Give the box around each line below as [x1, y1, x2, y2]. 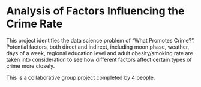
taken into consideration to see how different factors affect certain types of [6, 56, 192, 63]
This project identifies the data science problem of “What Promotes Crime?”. [6, 37, 195, 44]
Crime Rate [6, 17, 63, 31]
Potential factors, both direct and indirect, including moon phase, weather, [6, 43, 190, 50]
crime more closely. [6, 62, 55, 70]
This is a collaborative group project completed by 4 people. [6, 74, 155, 81]
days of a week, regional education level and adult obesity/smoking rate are [6, 49, 193, 56]
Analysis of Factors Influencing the [6, 4, 185, 18]
